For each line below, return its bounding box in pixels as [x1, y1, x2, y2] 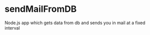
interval [4, 25, 20, 31]
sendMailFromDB [4, 3, 77, 15]
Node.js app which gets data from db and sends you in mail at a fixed [4, 20, 146, 26]
